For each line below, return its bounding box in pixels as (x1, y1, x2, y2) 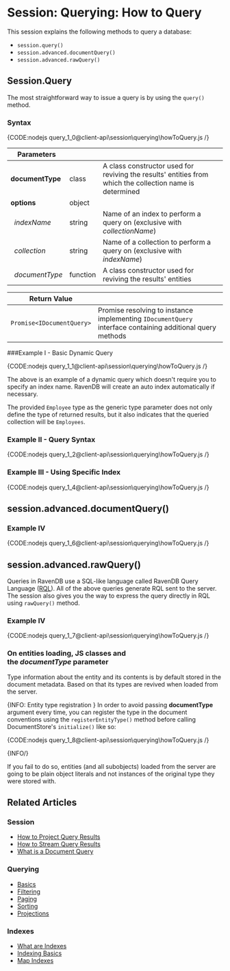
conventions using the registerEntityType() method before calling (7, 715, 196, 724)
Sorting (16, 902, 38, 910)
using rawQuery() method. (7, 599, 80, 607)
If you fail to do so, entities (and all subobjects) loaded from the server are (7, 762, 216, 770)
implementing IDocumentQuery (98, 314, 193, 323)
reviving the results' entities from (102, 170, 209, 180)
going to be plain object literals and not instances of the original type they (7, 770, 215, 778)
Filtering (16, 887, 41, 896)
